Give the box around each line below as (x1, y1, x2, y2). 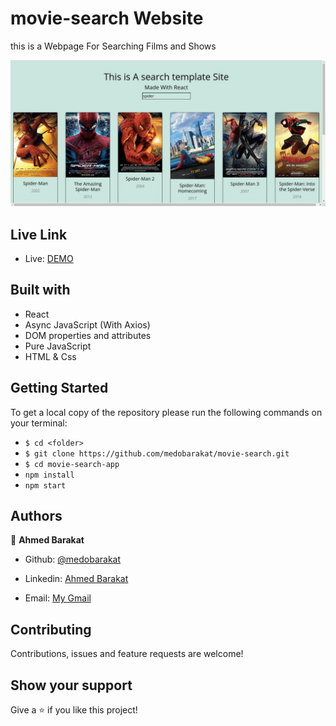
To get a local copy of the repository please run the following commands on (10, 406, 323, 418)
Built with (10, 282, 71, 299)
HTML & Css (24, 350, 77, 362)
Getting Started (10, 380, 109, 397)
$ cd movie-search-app (24, 459, 120, 469)
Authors (10, 508, 63, 525)
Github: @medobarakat (24, 553, 122, 566)
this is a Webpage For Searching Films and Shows (10, 40, 217, 52)
